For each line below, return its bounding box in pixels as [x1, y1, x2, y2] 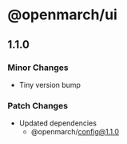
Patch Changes [7, 100, 69, 111]
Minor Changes [7, 62, 69, 73]
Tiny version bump [18, 80, 81, 89]
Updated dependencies [18, 118, 97, 128]
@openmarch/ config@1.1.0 [30, 127, 120, 137]
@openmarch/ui [7, 6, 117, 24]
